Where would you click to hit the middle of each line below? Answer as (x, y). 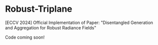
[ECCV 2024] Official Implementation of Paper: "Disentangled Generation (79, 22)
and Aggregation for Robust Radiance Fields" (51, 27)
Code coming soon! (25, 37)
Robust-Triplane (39, 9)
